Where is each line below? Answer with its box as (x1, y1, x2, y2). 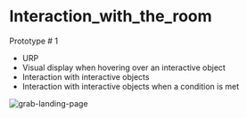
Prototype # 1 (9, 35, 59, 46)
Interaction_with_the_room (9, 6, 212, 27)
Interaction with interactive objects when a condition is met (21, 81, 239, 91)
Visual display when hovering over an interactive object (21, 62, 226, 73)
